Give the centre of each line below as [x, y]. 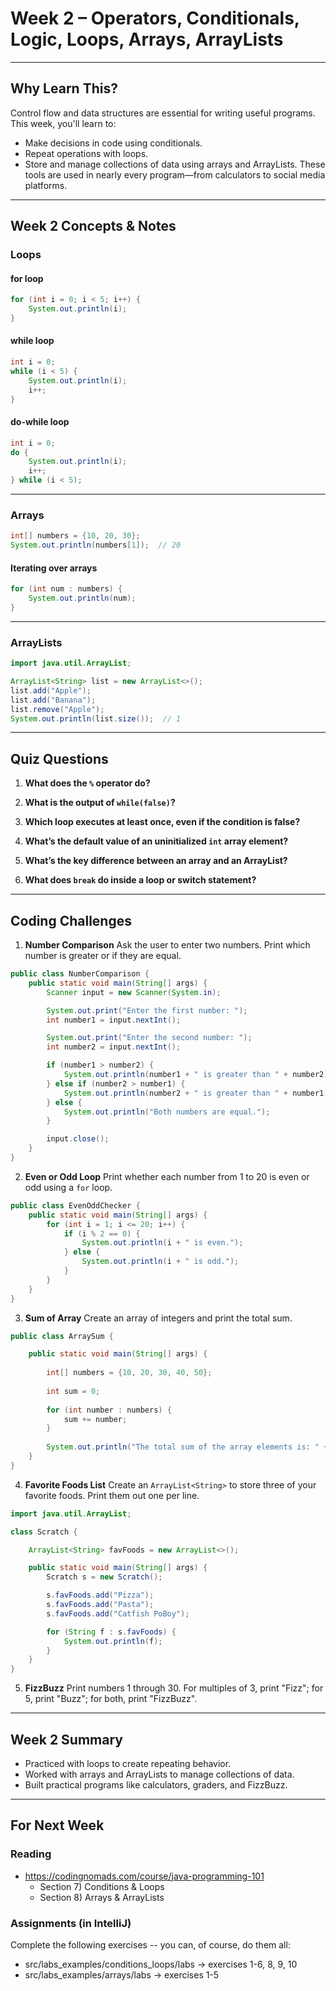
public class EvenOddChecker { [75, 1205]
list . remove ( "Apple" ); [57, 709]
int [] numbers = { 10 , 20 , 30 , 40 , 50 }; [129, 1373]
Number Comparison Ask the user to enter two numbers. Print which [167, 945]
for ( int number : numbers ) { [109, 1410]
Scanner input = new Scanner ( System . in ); [134, 992]
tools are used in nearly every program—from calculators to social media [175, 174]
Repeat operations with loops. [86, 153]
